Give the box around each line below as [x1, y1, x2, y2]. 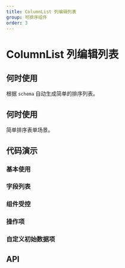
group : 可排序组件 [6, 14, 48, 20]
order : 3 [6, 20, 28, 26]
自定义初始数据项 [6, 235, 55, 243]
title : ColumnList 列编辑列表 [6, 8, 77, 15]
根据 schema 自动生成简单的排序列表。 [6, 90, 98, 98]
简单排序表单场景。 [6, 126, 54, 133]
